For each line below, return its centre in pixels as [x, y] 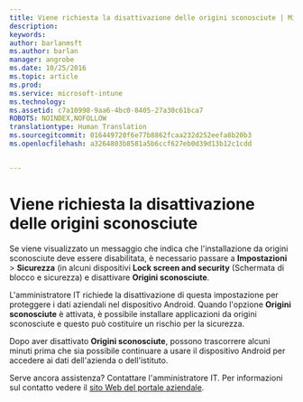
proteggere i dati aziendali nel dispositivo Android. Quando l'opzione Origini [150, 304]
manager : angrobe [42, 60]
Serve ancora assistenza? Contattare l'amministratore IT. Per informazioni [146, 378]
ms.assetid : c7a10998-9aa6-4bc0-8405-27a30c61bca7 [106, 110]
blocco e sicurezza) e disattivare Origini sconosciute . [110, 277]
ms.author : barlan [44, 51]
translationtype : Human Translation [78, 127]
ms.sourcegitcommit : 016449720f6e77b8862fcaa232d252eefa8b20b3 [131, 136]
